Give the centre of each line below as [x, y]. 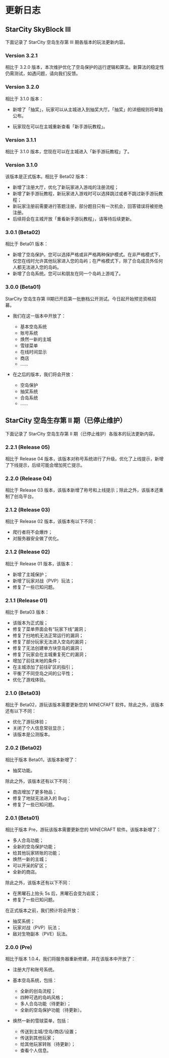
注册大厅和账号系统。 [35, 969]
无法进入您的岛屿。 [41, 267]
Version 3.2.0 [22, 87]
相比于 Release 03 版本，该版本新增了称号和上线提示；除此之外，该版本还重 [84, 490]
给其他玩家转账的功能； [37, 853]
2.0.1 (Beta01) [22, 818]
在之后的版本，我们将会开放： [43, 374]
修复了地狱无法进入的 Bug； [42, 798]
